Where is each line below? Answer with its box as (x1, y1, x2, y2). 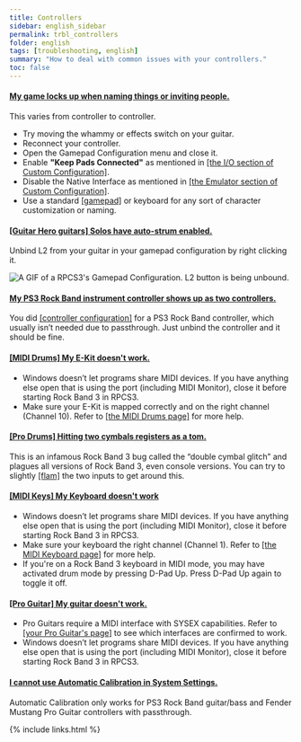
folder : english (9, 38, 70, 48)
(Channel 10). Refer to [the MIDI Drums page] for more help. (22, 411, 244, 421)
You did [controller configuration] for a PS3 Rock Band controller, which (9, 313, 274, 323)
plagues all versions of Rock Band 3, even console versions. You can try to (9, 460, 286, 472)
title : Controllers (9, 13, 83, 22)
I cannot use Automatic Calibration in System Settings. (9, 676, 218, 687)
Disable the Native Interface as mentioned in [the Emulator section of (22, 176, 279, 187)
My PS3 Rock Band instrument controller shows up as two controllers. (9, 293, 277, 304)
